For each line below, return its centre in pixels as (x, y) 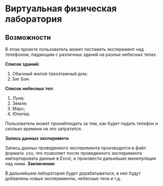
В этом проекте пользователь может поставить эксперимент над (75, 49)
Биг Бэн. (21, 79)
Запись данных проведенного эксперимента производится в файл (76, 148)
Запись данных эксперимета (37, 138)
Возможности (28, 37)
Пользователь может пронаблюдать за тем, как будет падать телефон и (81, 123)
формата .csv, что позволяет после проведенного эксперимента (74, 153)
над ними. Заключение (30, 163)
